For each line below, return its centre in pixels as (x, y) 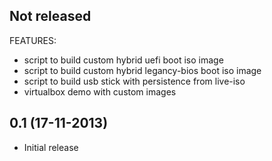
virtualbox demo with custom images (100, 91)
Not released (50, 16)
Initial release (51, 147)
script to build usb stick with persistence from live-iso (134, 81)
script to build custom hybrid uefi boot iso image (123, 60)
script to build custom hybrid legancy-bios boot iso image (142, 70)
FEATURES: (33, 40)
